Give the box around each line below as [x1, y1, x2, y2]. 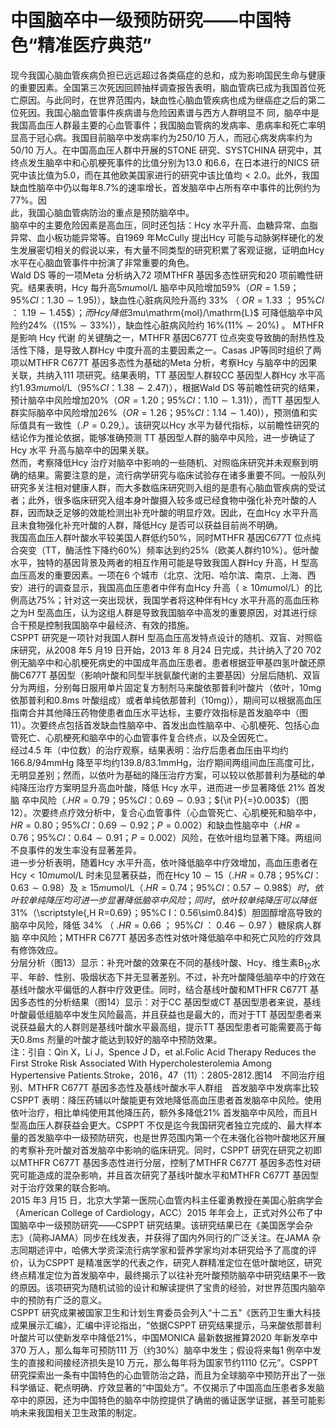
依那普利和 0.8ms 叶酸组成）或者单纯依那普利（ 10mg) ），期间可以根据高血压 [10, 694, 322, 706]
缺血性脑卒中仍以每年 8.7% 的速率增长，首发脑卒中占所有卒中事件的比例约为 [10, 181, 321, 193]
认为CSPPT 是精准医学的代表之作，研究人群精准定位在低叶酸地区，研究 [27, 1256, 323, 1268]
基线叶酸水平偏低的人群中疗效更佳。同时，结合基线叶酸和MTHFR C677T [10, 983, 308, 995]
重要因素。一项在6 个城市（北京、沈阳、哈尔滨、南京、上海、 [53, 569, 308, 581]
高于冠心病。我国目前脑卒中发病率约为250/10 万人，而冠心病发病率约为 [18, 131, 313, 143]
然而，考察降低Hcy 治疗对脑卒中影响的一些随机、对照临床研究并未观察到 [10, 456, 310, 468]
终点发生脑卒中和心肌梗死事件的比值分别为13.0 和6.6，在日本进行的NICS [10, 156, 309, 168]
